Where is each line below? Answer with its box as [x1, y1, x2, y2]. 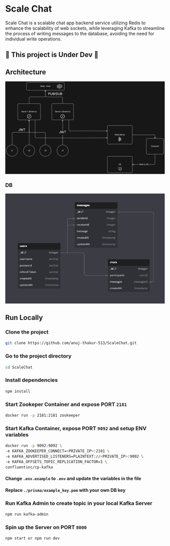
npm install [5, 389, 30, 394]
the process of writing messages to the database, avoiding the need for [5, 30, 154, 36]
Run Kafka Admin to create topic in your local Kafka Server [5, 499, 153, 507]
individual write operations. [5, 36, 62, 42]
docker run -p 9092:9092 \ [5, 443, 62, 448]
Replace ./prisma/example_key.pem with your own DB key [5, 487, 125, 493]
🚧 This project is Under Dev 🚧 [5, 51, 99, 59]
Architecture [5, 68, 47, 76]
